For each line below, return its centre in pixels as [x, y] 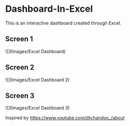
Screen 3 [20, 96]
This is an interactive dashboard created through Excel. [63, 23]
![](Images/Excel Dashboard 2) [37, 80]
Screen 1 [19, 39]
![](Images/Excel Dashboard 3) [37, 108]
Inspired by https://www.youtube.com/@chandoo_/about [65, 118]
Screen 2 [20, 68]
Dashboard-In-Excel [49, 9]
